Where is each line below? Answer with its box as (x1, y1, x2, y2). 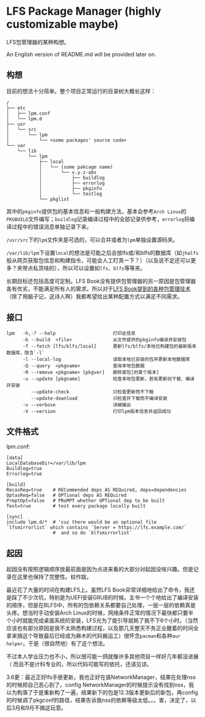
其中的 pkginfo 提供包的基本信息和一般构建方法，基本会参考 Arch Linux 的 (6, 207, 187, 215)
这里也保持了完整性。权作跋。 (16, 573, 92, 580)
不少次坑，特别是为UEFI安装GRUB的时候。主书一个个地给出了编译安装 (22, 594, 199, 601)
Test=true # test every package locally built (6, 503, 146, 509)
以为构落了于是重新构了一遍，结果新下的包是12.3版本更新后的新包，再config (6, 689, 198, 696)
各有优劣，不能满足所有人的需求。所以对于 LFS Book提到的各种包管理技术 (6, 285, 191, 292)
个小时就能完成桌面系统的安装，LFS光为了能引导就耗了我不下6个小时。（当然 (6, 617, 198, 624)
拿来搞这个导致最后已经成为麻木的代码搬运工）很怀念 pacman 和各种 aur (6, 632, 181, 640)
